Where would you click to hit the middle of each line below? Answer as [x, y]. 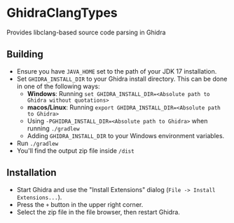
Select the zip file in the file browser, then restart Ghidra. [98, 212]
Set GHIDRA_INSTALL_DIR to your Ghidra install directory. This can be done [122, 79]
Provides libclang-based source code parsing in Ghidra [86, 32]
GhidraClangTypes [62, 13]
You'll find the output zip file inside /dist [75, 150]
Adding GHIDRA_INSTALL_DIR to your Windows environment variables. [126, 135]
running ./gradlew [53, 128]
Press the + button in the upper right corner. [80, 204]
